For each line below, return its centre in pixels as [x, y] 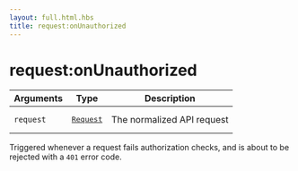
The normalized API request [170, 119]
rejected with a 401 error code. [66, 157]
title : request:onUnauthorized [68, 26]
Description [170, 98]
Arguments [38, 98]
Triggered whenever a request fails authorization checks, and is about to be [149, 148]
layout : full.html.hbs [52, 17]
